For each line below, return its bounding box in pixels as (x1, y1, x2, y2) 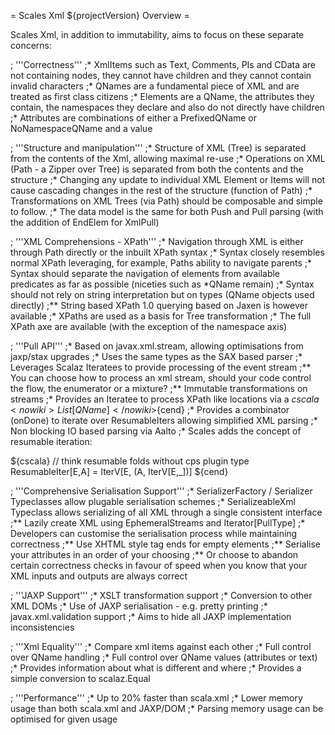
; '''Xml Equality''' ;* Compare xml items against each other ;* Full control (10, 641, 312, 652)
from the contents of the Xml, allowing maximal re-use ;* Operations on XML (10, 153, 326, 164)
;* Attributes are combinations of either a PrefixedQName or (10, 112, 258, 124)
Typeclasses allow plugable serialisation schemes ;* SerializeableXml (10, 496, 296, 507)
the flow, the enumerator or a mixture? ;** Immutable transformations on (10, 383, 308, 394)
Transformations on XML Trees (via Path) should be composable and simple (10, 195, 323, 207)
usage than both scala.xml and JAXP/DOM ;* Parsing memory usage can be (10, 703, 324, 714)
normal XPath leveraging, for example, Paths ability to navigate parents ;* (10, 257, 313, 269)
